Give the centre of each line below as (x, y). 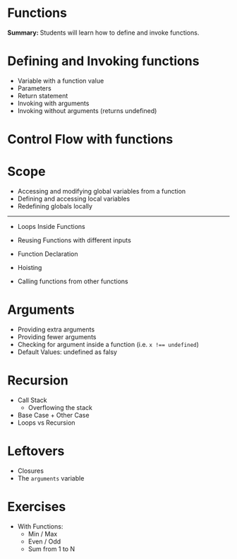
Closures (31, 471)
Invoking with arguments (53, 103)
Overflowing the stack (60, 407)
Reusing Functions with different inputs (74, 240)
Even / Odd (44, 541)
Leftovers (36, 451)
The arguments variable (51, 478)
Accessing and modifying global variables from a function (102, 191)
